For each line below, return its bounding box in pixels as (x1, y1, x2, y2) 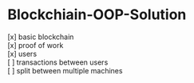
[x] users (7, 49, 38, 58)
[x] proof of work (7, 40, 64, 49)
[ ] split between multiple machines (7, 65, 123, 75)
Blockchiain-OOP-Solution (7, 6, 187, 24)
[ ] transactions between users (7, 57, 109, 67)
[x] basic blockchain (7, 32, 74, 41)
